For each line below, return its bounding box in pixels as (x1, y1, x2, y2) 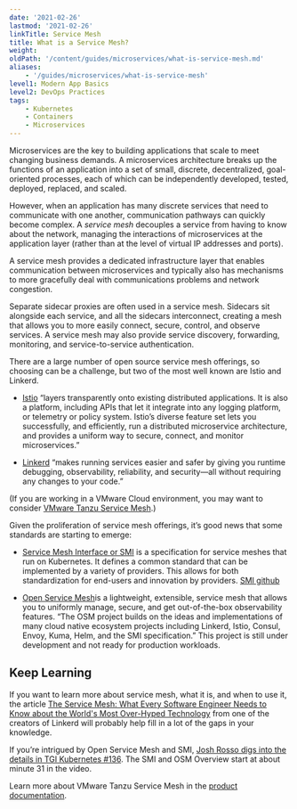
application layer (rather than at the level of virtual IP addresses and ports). (9, 238, 284, 249)
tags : (9, 95, 29, 105)
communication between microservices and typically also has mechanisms (9, 265, 285, 275)
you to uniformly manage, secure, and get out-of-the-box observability (21, 602, 283, 612)
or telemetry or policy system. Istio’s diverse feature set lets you (21, 412, 257, 421)
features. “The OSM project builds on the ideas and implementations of (21, 611, 283, 622)
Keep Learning (9, 666, 92, 681)
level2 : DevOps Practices (9, 87, 105, 96)
